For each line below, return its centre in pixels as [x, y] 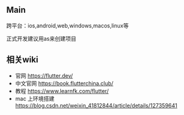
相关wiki [22, 60]
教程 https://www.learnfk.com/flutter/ [62, 91]
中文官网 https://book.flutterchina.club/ [64, 83]
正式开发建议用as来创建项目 [41, 39]
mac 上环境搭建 [35, 98]
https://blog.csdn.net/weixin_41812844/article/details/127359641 [96, 105]
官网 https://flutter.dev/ [44, 75]
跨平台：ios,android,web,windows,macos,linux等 [68, 25]
